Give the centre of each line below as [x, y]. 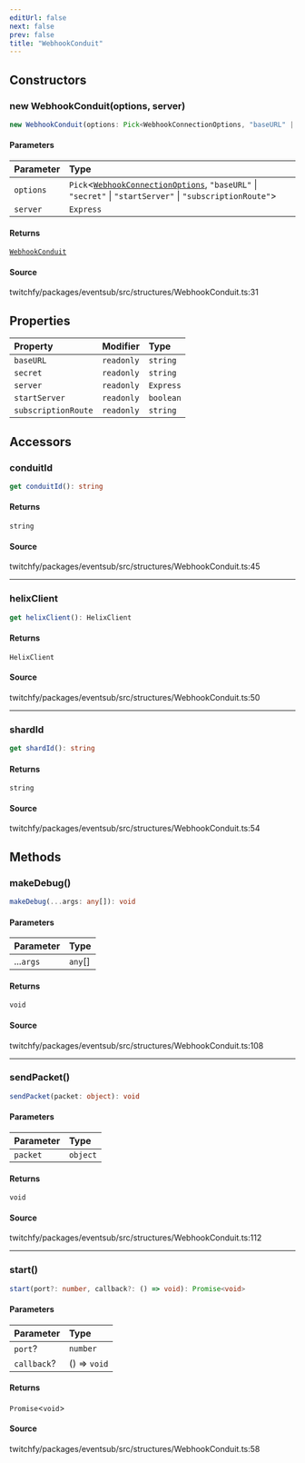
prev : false [32, 35]
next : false [32, 26]
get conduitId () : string [56, 486]
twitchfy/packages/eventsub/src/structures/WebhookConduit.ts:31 [134, 293]
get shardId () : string [52, 749]
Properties [40, 320]
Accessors [41, 442]
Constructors [48, 80]
